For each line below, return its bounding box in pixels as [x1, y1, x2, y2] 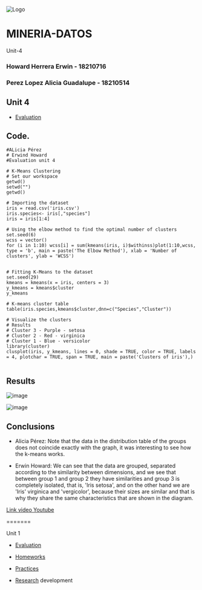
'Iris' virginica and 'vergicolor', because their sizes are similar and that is [15, 488, 195, 495]
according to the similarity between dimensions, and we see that [15, 469, 177, 476]
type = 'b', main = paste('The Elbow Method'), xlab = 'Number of [6, 248, 177, 254]
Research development [15, 577, 73, 584]
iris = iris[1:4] [6, 216, 50, 222]
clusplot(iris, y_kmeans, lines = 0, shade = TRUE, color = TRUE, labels [6, 349, 197, 355]
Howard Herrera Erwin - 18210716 [6, 62, 107, 70]
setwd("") [6, 184, 31, 191]
